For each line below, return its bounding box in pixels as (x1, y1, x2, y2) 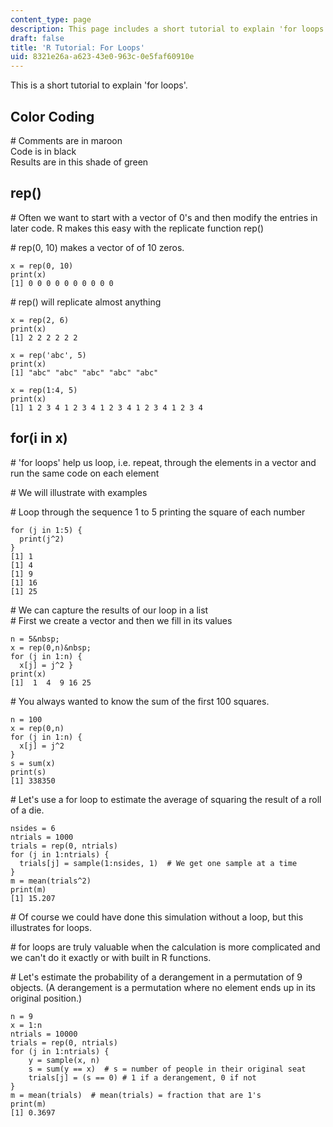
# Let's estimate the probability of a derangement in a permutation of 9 (10, 971, 303, 983)
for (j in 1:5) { (10, 525, 83, 535)
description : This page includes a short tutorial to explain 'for (10, 24, 298, 34)
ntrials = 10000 (10, 1029, 78, 1039)
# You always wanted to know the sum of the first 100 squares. (10, 695, 270, 707)
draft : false (10, 33, 65, 43)
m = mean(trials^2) (10, 876, 92, 886)
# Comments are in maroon (10, 134, 123, 146)
